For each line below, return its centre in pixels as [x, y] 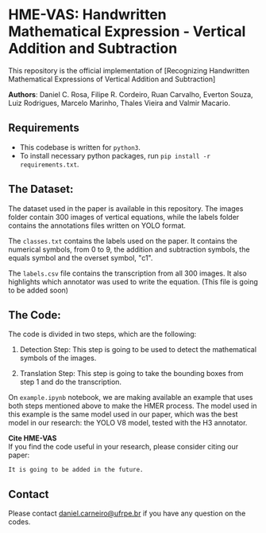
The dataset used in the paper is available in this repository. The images [126, 208]
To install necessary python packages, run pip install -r [115, 155]
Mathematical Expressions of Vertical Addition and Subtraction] [112, 79]
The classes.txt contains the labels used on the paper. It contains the [123, 241]
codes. [19, 522]
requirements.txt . [49, 164]
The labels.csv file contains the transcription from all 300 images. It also [128, 273]
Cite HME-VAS [33, 438]
